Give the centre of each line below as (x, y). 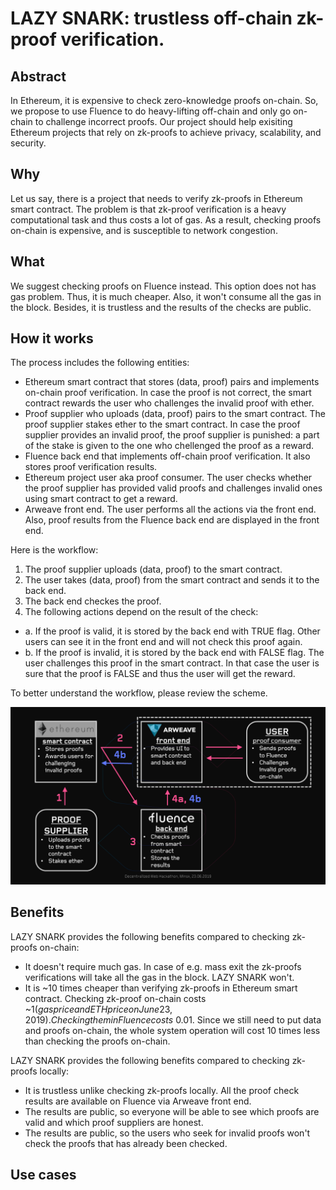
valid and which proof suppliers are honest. (114, 1122)
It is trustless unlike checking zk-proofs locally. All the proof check (162, 1090)
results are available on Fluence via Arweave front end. (138, 1101)
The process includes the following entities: (100, 363)
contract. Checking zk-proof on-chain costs (115, 998)
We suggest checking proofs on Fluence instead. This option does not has (163, 286)
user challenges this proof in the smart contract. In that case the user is (172, 663)
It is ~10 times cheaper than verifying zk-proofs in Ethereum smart (161, 988)
